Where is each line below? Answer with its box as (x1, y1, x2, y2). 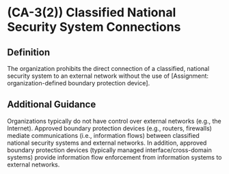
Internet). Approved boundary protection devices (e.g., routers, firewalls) (7, 124, 212, 132)
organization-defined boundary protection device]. (7, 79, 150, 87)
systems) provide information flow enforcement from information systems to (7, 153, 222, 161)
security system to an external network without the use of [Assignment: (7, 72, 209, 80)
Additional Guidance (7, 99, 96, 111)
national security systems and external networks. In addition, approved (7, 139, 207, 147)
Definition (7, 46, 50, 58)
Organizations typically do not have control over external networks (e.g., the (7, 117, 221, 125)
